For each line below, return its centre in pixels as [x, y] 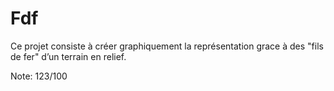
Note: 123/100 [39, 76]
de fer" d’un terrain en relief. [68, 56]
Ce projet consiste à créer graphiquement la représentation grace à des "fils [167, 46]
